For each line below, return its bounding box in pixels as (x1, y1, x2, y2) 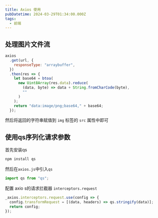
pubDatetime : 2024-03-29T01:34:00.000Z (5, 12, 86, 17)
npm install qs (5, 157, 36, 162)
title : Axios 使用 (5, 7, 41, 12)
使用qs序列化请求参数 (5, 133, 71, 141)
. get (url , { (9, 58, 34, 63)
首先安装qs (5, 147, 27, 153)
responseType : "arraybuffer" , (14, 62, 76, 67)
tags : (5, 16, 16, 21)
